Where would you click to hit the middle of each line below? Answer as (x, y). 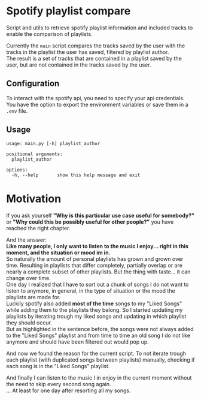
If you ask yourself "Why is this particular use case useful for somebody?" (100, 215)
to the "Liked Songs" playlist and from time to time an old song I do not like (98, 335)
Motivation (34, 199)
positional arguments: (34, 154)
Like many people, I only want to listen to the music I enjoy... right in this (97, 246)
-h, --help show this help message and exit (76, 175)
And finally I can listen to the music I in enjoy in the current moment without (99, 378)
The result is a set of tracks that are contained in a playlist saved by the (94, 58)
